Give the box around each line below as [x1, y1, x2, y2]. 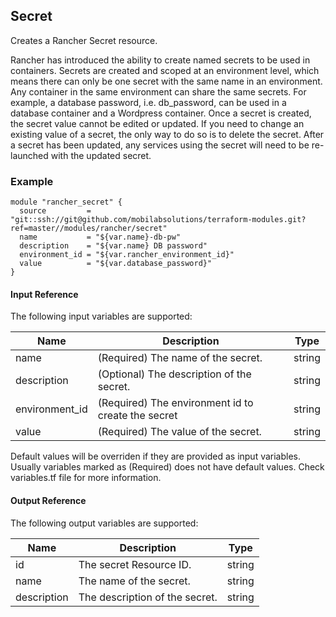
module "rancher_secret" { [10, 197, 123, 208]
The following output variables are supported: [10, 517, 199, 529]
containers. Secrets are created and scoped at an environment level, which [10, 64, 320, 76]
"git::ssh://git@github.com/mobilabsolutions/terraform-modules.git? [10, 215, 307, 225]
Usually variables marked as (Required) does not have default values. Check [10, 461, 325, 473]
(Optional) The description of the [97, 367, 252, 381]
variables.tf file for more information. [10, 472, 162, 484]
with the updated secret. [50, 149, 152, 161]
